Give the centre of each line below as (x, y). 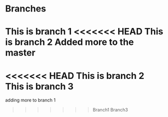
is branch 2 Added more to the (70, 42)
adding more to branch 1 (30, 100)
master (20, 53)
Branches (26, 9)
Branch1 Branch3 (110, 110)
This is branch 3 (39, 86)
